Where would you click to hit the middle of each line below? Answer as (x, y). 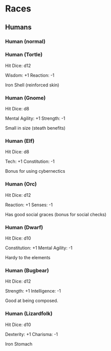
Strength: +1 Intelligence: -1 (33, 291)
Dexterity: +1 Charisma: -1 (31, 334)
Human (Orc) (21, 184)
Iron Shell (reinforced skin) (32, 85)
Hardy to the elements (28, 257)
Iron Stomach (19, 344)
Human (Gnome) (26, 98)
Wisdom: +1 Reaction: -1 (30, 75)
